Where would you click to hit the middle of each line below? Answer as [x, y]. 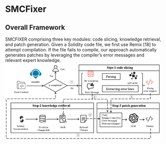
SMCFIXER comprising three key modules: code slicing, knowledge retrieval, [83, 39]
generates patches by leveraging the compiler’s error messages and [75, 55]
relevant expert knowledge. [33, 60]
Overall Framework [35, 27]
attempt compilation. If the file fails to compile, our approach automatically [81, 50]
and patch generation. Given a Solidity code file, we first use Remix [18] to [81, 45]
